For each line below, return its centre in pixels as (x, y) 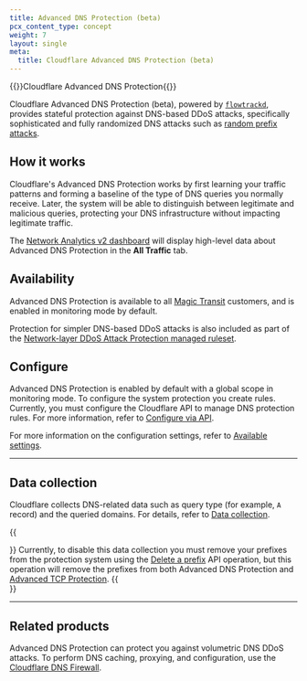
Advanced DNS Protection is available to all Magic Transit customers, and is (152, 301)
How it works (48, 162)
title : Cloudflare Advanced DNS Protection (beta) (116, 60)
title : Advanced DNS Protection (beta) (85, 18)
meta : (20, 52)
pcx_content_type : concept (61, 27)
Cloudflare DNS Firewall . (56, 667)
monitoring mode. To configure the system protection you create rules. (143, 399)
